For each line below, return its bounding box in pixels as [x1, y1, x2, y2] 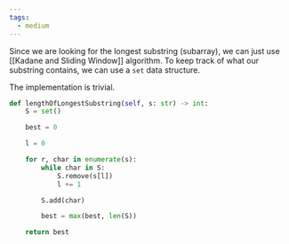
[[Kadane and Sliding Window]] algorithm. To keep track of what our [9, 55, 260, 66]
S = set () [25, 107, 62, 116]
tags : [9, 12, 29, 22]
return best [25, 228, 69, 237]
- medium [17, 21, 50, 30]
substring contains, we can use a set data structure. [9, 64, 200, 75]
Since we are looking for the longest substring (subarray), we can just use [9, 45, 280, 56]
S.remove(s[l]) [56, 171, 114, 180]
